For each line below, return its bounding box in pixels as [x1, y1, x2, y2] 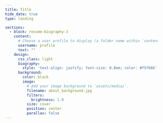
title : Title [5, 7, 32, 12]
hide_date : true [5, 12, 38, 17]
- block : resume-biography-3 [9, 30, 68, 35]
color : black [22, 75, 49, 80]
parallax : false [26, 111, 60, 116]
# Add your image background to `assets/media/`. [26, 84, 130, 88]
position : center [26, 106, 62, 111]
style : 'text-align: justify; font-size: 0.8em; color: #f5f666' [22, 66, 158, 70]
